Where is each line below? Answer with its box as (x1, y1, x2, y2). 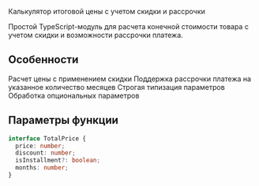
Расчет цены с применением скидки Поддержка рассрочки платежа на (8, 74, 251, 84)
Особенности (8, 53, 79, 66)
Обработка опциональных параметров (8, 91, 140, 100)
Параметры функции (8, 113, 118, 127)
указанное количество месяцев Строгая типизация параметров (8, 82, 225, 91)
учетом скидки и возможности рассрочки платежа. (8, 31, 183, 39)
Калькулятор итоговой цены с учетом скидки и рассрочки (8, 7, 205, 16)
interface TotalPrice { (8, 134, 87, 143)
